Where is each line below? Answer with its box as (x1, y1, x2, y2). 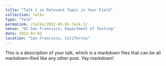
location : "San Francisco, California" (5, 36, 90, 41)
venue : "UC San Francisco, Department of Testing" (5, 26, 115, 31)
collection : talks (5, 12, 44, 17)
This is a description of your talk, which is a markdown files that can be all (5, 49, 161, 56)
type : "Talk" (5, 17, 33, 22)
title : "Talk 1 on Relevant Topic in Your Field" (5, 7, 113, 13)
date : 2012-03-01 (5, 31, 42, 36)
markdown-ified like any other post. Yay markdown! (5, 55, 114, 61)
